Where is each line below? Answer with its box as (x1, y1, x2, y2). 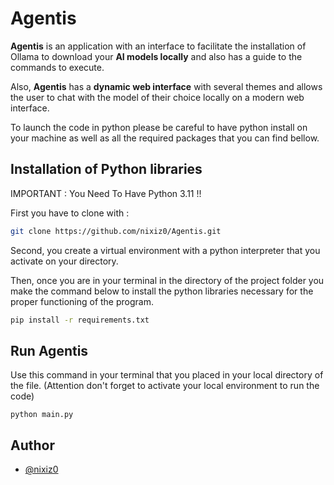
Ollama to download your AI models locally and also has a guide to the (10, 50, 303, 62)
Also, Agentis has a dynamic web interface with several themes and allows (10, 80, 323, 92)
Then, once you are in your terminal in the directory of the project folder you (10, 274, 325, 286)
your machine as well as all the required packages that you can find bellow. (10, 132, 320, 144)
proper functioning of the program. (10, 295, 154, 307)
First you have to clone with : (10, 207, 130, 219)
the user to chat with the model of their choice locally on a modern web (10, 91, 305, 103)
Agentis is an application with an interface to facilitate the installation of (10, 40, 307, 52)
